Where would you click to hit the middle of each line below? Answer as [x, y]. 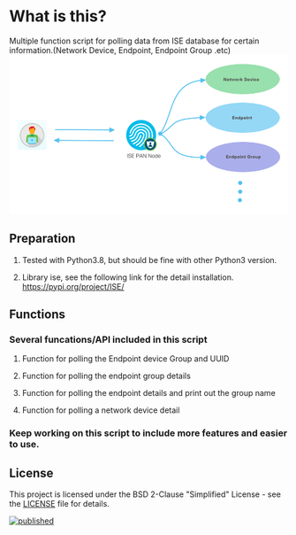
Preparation [42, 239]
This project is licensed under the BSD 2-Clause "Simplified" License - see [145, 494]
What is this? [58, 16]
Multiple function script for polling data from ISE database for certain [134, 41]
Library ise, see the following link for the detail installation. [128, 277]
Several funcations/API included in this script [108, 339]
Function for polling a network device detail [101, 410]
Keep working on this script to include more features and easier [148, 433]
